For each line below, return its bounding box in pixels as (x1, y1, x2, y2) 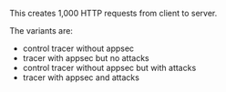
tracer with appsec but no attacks (22, 53, 150, 63)
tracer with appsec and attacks (22, 72, 139, 83)
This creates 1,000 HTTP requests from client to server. (9, 8, 218, 18)
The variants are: (9, 26, 73, 36)
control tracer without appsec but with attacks (22, 63, 197, 73)
